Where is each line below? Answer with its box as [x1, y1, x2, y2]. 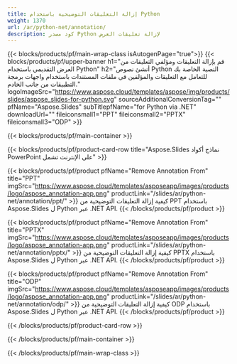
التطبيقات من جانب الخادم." [7, 80, 80, 89]
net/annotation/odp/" [7, 300, 70, 309]
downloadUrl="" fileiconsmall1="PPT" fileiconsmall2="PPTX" [7, 110, 186, 119]
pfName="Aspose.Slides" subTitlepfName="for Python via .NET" [7, 102, 197, 111]
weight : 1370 [7, 17, 46, 24]
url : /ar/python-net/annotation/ [7, 23, 106, 31]
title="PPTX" [7, 225, 45, 235]
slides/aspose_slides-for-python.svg [7, 95, 115, 104]
